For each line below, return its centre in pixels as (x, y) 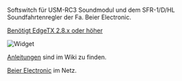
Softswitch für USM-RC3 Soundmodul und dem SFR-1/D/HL (91, 10)
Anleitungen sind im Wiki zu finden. (57, 57)
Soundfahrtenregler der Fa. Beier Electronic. (69, 17)
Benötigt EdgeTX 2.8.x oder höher (55, 31)
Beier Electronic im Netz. (42, 70)
